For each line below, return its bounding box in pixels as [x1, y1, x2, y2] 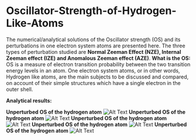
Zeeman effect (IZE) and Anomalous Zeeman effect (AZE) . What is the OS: [6, 54, 191, 62]
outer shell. [6, 86, 33, 93]
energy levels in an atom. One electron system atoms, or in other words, [6, 67, 180, 74]
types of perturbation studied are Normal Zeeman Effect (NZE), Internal [6, 48, 181, 55]
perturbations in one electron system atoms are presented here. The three [6, 42, 186, 49]
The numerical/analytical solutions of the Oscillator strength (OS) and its [6, 36, 181, 43]
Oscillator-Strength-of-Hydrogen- [6, 4, 177, 18]
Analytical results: [6, 97, 52, 104]
